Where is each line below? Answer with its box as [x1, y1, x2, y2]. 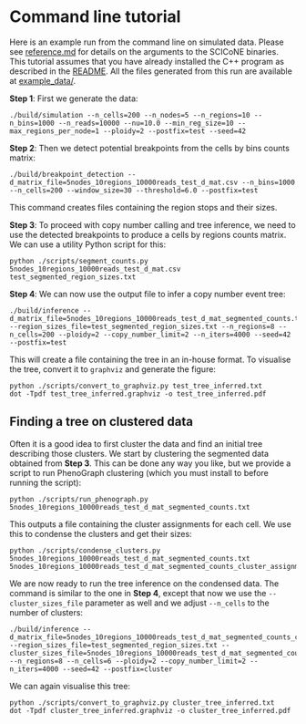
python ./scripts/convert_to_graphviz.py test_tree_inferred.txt [9, 381, 262, 390]
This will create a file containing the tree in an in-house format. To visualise [9, 354, 291, 365]
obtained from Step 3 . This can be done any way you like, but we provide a [9, 458, 291, 469]
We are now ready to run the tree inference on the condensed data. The [9, 577, 280, 589]
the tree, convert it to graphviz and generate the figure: [9, 363, 217, 375]
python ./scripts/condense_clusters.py [9, 545, 161, 555]
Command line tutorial [9, 6, 181, 27]
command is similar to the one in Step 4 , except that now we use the [9, 587, 267, 598]
